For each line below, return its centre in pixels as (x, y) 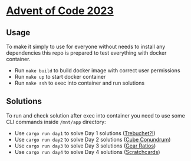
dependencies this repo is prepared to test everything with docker (86, 53)
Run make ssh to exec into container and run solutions (80, 83)
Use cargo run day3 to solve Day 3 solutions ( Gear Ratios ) (85, 146)
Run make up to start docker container (60, 77)
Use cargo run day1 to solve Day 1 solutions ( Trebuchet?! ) (85, 133)
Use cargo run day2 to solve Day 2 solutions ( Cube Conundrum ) (93, 139)
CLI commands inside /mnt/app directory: (56, 122)
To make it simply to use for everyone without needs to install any (86, 46)
